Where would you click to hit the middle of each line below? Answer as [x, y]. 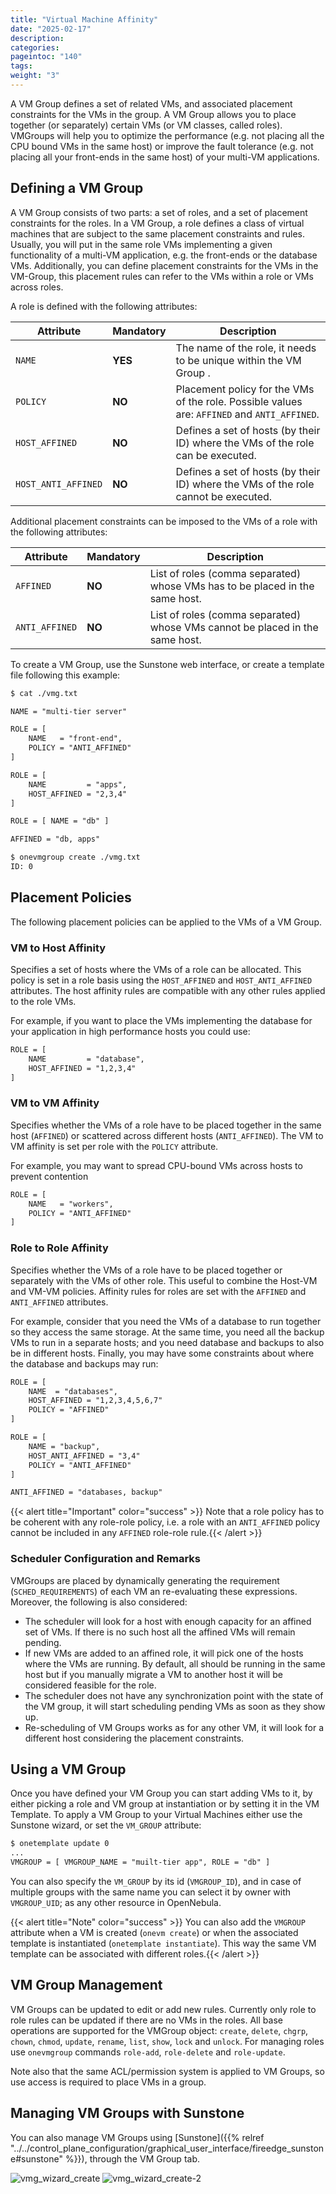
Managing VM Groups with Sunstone [127, 2113]
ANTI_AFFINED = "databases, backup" [86, 1492]
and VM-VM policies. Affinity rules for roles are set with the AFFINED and [158, 1291]
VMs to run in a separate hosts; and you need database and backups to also [167, 1342]
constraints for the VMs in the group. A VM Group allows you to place [153, 114]
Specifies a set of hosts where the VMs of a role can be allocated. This [156, 970]
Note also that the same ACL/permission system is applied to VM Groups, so [167, 2071]
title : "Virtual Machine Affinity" [84, 19]
